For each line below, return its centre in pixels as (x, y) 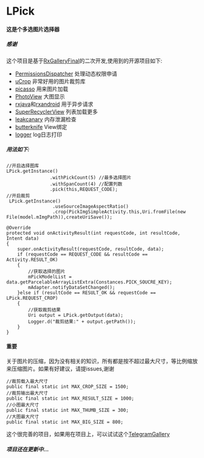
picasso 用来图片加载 (42, 89)
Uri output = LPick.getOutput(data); (76, 315)
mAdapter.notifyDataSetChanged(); (72, 287)
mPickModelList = (50, 277)
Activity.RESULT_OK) (32, 260)
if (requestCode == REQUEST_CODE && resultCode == (83, 254)
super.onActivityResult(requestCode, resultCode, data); (91, 249)
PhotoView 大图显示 (40, 96)
